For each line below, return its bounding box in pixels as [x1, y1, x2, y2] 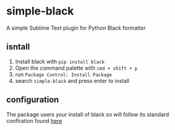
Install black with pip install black [15, 57, 105, 65]
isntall [6, 42, 30, 52]
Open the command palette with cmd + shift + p [15, 64, 138, 71]
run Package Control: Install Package [15, 71, 112, 78]
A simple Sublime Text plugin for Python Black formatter [6, 24, 147, 31]
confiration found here [6, 117, 62, 125]
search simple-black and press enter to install [15, 77, 130, 84]
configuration [6, 95, 59, 105]
